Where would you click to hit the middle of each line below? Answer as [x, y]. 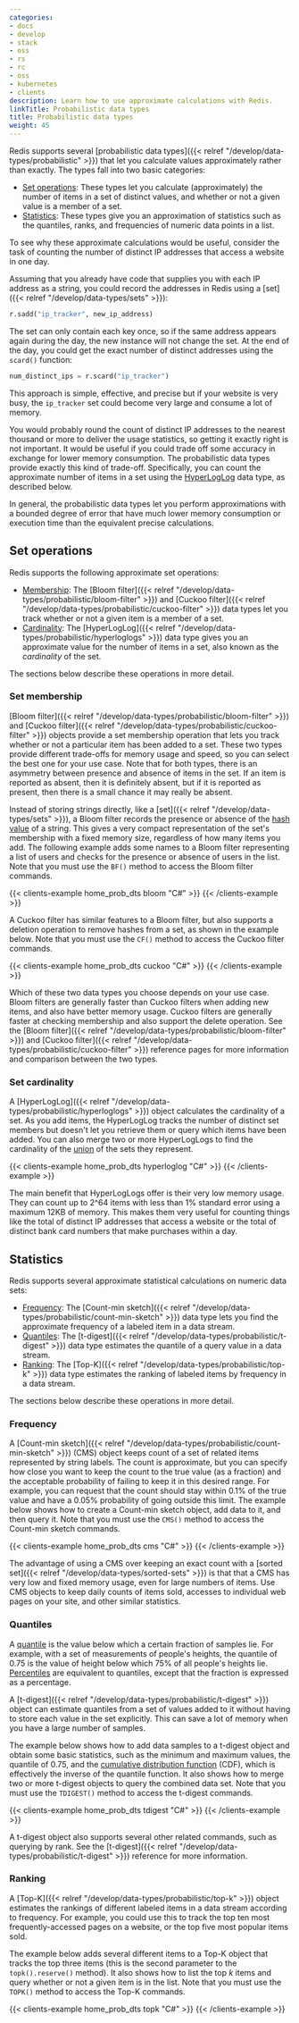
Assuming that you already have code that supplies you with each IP [135, 279]
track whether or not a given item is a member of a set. [123, 618]
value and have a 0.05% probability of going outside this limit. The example [148, 1500]
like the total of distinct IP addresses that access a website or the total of [143, 1221]
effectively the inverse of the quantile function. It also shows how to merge [146, 1774]
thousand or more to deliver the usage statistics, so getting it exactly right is [149, 439]
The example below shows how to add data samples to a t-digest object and [149, 1745]
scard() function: [41, 359]
